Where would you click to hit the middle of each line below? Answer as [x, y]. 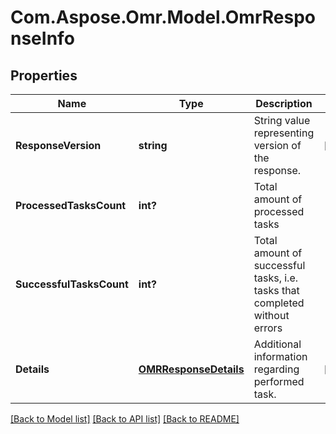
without [271, 315]
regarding [276, 369]
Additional [277, 344]
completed [279, 303]
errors [268, 328]
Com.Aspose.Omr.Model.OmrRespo [163, 17]
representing [284, 133]
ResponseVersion [58, 145]
